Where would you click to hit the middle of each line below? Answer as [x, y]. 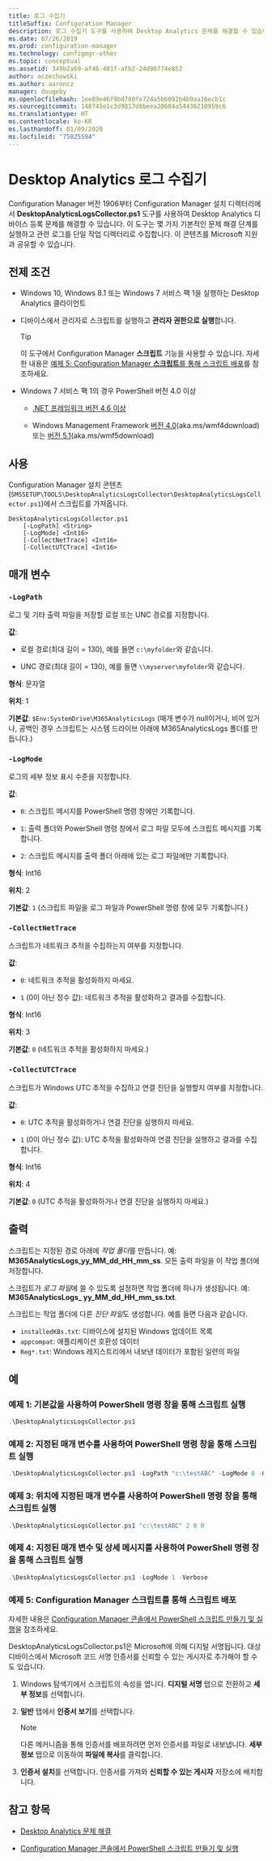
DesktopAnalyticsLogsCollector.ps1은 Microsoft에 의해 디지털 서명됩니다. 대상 [135, 1646]
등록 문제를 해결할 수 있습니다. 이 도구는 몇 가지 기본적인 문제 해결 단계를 [144, 223]
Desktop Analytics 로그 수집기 [108, 179]
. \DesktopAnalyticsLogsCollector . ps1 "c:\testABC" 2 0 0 [106, 1526]
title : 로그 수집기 [37, 16]
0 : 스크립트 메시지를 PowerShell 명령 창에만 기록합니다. [108, 811]
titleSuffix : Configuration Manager [70, 24]
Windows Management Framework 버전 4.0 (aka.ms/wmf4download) [146, 425]
